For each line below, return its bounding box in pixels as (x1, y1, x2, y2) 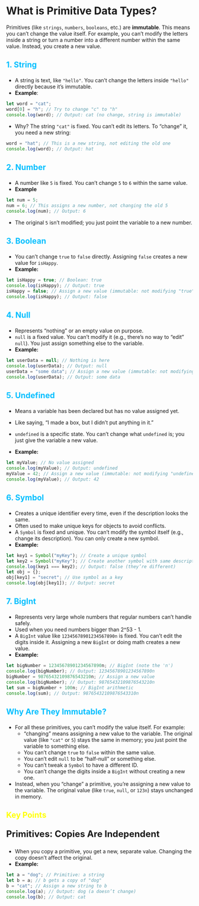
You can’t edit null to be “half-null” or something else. (23, 755, 156, 763)
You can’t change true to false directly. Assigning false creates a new (14, 253, 188, 260)
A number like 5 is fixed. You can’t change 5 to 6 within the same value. (14, 180, 188, 187)
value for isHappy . (14, 260, 58, 267)
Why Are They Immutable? (6, 707, 107, 717)
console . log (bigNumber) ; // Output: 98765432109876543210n (6, 680, 155, 686)
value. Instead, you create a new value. (6, 43, 102, 50)
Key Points (6, 810, 47, 820)
